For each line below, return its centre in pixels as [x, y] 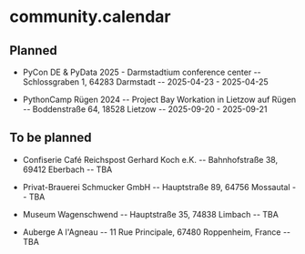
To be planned [51, 138]
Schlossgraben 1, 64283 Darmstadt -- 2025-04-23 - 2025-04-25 [145, 82]
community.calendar [90, 17]
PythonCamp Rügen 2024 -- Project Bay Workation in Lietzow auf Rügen [159, 99]
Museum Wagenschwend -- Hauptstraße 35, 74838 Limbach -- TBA [151, 214]
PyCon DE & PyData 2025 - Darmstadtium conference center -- [142, 72]
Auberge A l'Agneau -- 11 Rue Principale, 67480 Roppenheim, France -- [157, 232]
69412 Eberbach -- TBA [67, 169]
